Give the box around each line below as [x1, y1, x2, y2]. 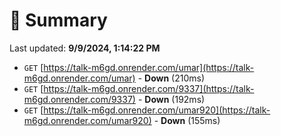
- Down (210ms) [137, 72, 206, 84]
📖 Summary [9, 9, 108, 32]
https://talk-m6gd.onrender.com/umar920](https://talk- [43, 104, 271, 116]
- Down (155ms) [153, 114, 221, 126]
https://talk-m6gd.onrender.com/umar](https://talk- [43, 61, 255, 73]
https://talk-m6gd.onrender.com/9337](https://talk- [43, 82, 255, 94]
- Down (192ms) [137, 93, 206, 105]
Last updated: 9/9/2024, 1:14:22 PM [9, 42, 161, 54]
